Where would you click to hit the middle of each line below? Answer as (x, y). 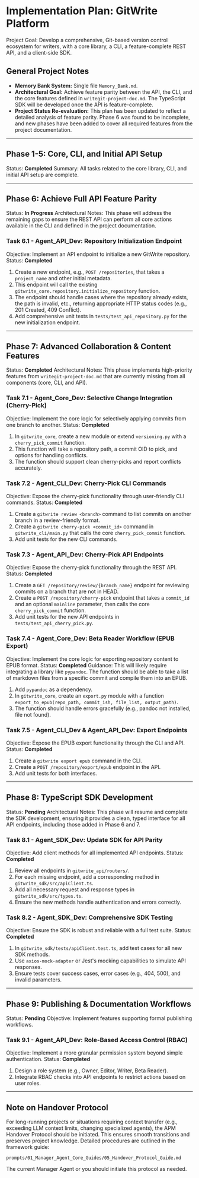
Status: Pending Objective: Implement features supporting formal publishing (99, 1018)
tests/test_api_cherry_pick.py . (54, 623)
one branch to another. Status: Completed (58, 425)
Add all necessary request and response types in (75, 889)
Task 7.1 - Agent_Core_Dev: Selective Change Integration (89, 398)
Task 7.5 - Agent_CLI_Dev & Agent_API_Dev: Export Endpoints (97, 730)
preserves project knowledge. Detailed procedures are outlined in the (91, 1141)
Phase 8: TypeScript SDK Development (80, 798)
